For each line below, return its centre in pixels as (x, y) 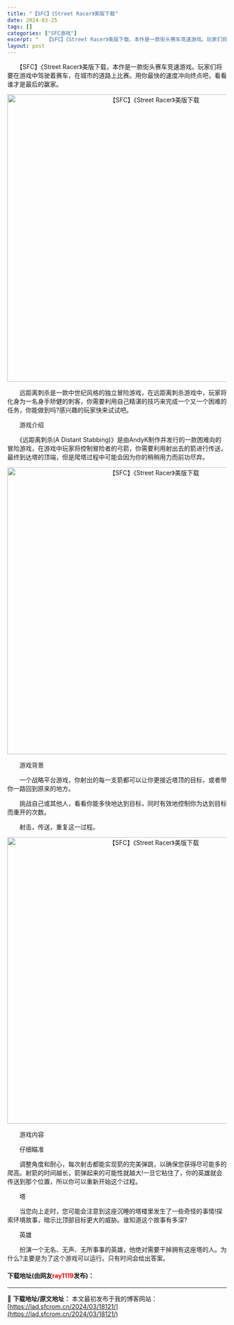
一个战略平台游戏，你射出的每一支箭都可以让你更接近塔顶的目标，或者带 (123, 780)
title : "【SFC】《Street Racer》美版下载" (63, 14)
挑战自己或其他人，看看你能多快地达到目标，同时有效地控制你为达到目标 (123, 803)
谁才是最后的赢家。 (35, 84)
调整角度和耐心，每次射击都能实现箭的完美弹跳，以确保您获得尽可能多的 (123, 1164)
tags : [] (20, 26)
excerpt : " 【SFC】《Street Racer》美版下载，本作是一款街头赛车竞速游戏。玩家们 (115, 40)
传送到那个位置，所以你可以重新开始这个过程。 (74, 1181)
